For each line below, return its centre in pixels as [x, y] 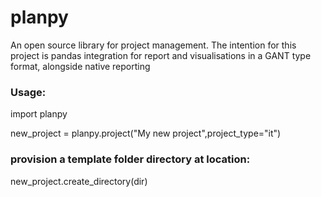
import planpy [39, 114]
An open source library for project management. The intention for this [153, 45]
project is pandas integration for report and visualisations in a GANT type [161, 55]
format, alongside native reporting [80, 66]
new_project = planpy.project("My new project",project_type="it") [146, 133]
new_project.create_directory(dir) [79, 181]
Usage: [28, 92]
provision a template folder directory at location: [130, 159]
